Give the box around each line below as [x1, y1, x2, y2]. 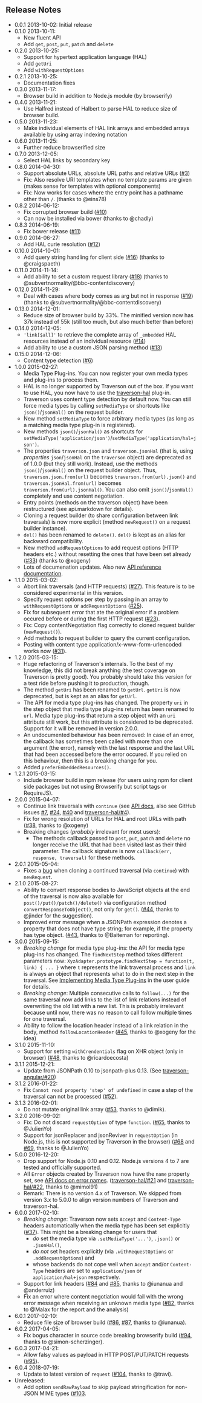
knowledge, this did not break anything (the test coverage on [23, 667, 176, 674]
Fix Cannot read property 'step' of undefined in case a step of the [23, 1086, 194, 1093]
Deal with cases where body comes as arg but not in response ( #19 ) [23, 292, 194, 300]
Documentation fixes [23, 79, 76, 86]
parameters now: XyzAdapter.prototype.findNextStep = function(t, [23, 957, 195, 964]
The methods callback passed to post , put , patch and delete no [32, 834, 191, 842]
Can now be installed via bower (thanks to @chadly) [23, 214, 154, 222]
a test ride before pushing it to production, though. [23, 679, 149, 687]
